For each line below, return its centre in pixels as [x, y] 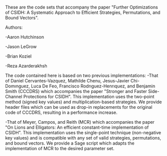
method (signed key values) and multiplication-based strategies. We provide [83, 102]
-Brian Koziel [18, 56]
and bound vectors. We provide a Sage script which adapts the [70, 143]
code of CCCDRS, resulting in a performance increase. [61, 112]
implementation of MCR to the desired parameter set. [60, 148]
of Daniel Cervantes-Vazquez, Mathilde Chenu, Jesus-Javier [67, 81]
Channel [14, 97]
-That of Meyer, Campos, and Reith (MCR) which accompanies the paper [80, 122]
